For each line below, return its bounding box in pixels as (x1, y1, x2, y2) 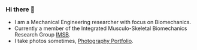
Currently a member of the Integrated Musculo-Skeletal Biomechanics (14, 25, 187, 32)
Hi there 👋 (5, 5, 35, 14)
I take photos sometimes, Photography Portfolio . (14, 38, 134, 45)
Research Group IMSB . (14, 31, 71, 38)
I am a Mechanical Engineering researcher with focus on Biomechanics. (14, 19, 192, 26)
